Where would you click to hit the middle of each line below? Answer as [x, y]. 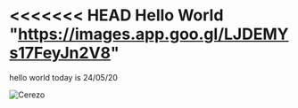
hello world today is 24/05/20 [64, 77]
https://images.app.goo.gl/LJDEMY [153, 34]
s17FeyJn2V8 [60, 53]
